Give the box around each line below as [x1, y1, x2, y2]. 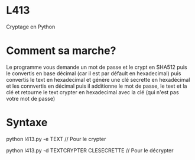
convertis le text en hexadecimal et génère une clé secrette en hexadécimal [6, 76, 190, 83]
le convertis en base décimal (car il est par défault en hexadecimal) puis [6, 69, 181, 77]
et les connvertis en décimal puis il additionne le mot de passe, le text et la [6, 82, 187, 89]
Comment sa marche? [6, 44, 116, 57]
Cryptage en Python [6, 23, 56, 30]
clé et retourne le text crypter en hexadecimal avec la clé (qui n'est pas [6, 88, 179, 95]
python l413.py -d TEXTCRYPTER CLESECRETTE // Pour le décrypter [6, 146, 174, 154]
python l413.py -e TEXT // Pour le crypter [6, 135, 106, 142]
